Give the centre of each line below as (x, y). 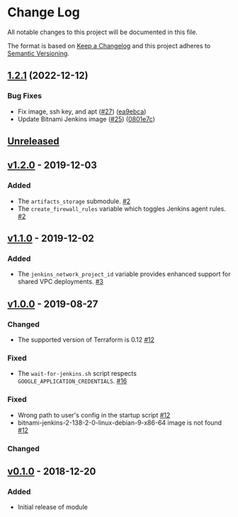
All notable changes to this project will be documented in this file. (103, 32)
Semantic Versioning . (38, 53)
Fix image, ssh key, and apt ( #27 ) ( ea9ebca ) (82, 111)
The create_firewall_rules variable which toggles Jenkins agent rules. (122, 208)
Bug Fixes (25, 96)
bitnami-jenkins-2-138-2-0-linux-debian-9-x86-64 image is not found (119, 423)
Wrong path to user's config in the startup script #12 (94, 415)
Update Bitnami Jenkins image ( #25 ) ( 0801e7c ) (86, 119)
